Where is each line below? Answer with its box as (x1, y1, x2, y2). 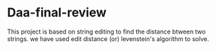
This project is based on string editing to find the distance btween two (7, 27, 206, 36)
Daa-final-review (7, 5, 107, 21)
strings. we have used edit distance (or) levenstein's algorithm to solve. (7, 34, 210, 42)
